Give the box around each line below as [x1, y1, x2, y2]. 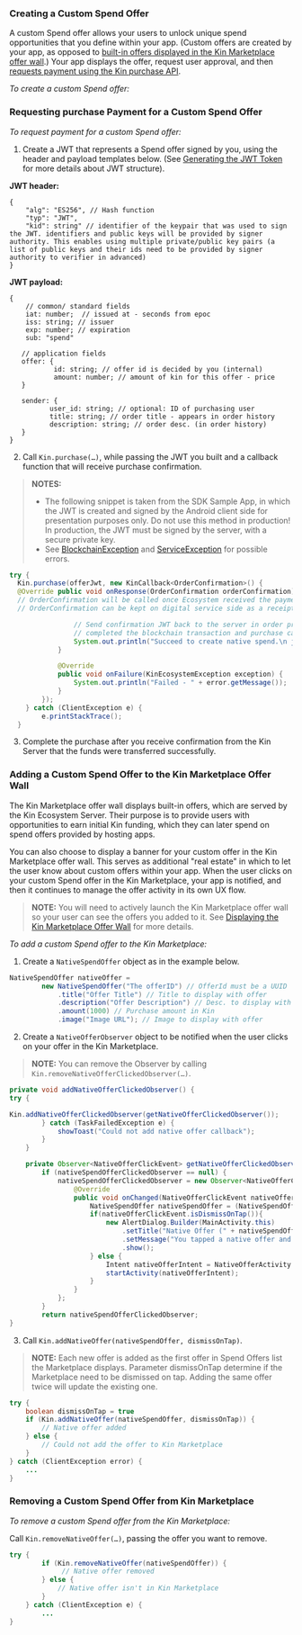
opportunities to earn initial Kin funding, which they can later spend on [9, 819, 270, 830]
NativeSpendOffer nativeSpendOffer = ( [89, 1201, 240, 1210]
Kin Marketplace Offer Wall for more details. [31, 921, 194, 931]
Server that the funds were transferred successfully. [22, 746, 217, 757]
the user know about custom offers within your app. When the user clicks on [9, 865, 293, 876]
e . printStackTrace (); [41, 712, 123, 721]
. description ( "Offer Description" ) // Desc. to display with [57, 998, 292, 1008]
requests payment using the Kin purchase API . [9, 66, 182, 76]
